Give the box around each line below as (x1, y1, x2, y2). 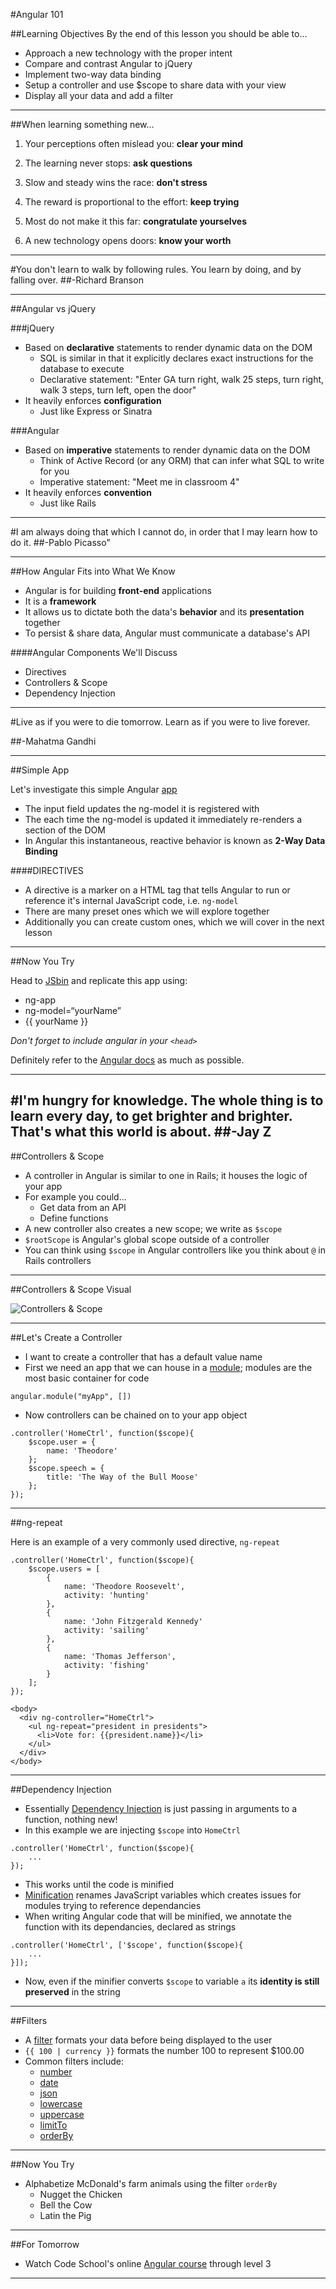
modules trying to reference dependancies (24, 1899, 202, 1911)
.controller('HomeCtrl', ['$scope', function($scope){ (10, 1940, 244, 1950)
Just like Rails (39, 497, 97, 509)
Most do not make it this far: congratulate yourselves (24, 215, 248, 227)
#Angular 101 (10, 9, 64, 20)
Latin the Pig (39, 2209, 92, 2221)
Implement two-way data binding (24, 69, 162, 80)
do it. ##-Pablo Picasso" (10, 537, 111, 548)
